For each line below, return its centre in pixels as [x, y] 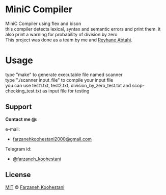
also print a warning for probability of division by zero [61, 34]
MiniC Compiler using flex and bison [43, 23]
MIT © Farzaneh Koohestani [35, 187]
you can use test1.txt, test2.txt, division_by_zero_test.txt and [68, 85]
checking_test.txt [23, 91]
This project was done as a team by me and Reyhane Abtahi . [69, 40]
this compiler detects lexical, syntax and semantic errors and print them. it [83, 29]
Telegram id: [18, 149]
